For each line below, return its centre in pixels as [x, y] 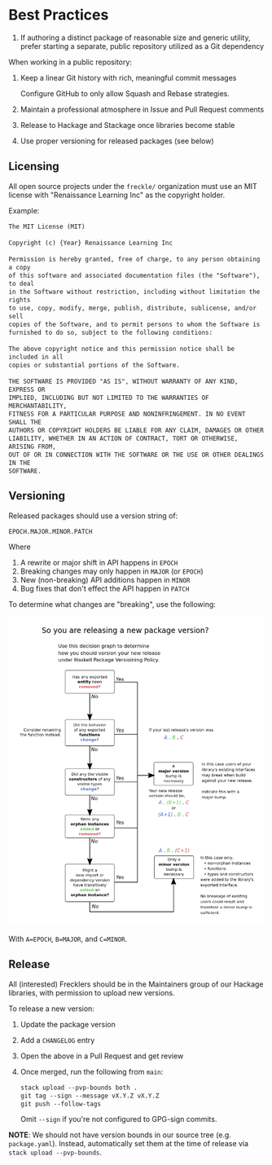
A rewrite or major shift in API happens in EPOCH [99, 562]
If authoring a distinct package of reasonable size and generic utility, [135, 37]
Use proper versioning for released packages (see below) [117, 141]
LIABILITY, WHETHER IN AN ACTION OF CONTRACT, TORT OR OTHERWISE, [123, 438]
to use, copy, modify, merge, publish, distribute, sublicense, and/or [132, 308]
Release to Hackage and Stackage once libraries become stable [127, 125]
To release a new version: [52, 1009]
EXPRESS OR [27, 389]
